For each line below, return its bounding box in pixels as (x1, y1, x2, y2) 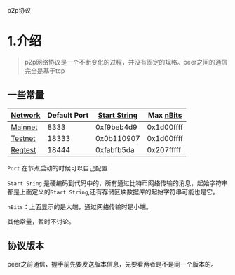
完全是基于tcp (24, 66, 65, 75)
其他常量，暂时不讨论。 (7, 217, 75, 226)
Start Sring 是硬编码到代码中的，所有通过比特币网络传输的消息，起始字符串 (7, 178, 228, 187)
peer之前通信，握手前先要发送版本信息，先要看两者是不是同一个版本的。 (7, 260, 217, 268)
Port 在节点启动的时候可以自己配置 (7, 163, 108, 172)
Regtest (11, 145, 36, 154)
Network (11, 110, 41, 120)
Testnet (11, 133, 36, 143)
